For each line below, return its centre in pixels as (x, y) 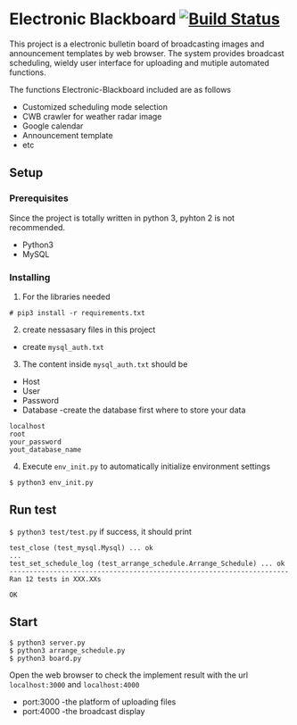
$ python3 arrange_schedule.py (67, 650)
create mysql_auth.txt (63, 346)
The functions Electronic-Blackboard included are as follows (120, 89)
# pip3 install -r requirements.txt (77, 312)
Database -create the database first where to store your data (134, 410)
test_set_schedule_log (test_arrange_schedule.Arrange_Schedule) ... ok (147, 563)
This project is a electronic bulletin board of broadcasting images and (137, 44)
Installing (30, 277)
